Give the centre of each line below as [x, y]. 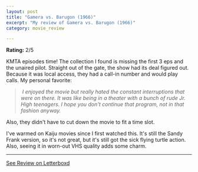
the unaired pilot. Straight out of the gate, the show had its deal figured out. [98, 68]
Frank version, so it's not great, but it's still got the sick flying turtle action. [96, 140]
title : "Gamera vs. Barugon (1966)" [51, 17]
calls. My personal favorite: [39, 80]
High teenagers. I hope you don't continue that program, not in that [102, 105]
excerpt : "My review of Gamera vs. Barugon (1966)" [71, 22]
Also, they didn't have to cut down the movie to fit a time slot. [80, 122]
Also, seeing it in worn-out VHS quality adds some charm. [76, 146]
